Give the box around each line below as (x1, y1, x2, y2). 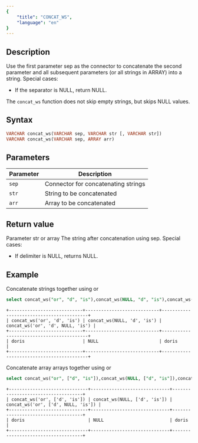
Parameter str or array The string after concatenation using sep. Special (6, 235, 181, 242)
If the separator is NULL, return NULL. (14, 87, 107, 94)
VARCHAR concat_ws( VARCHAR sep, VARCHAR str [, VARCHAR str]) (6, 130, 162, 136)
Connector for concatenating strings (44, 180, 146, 188)
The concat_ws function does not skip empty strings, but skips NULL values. (6, 98, 190, 105)
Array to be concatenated (44, 199, 116, 207)
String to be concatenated (44, 189, 117, 198)
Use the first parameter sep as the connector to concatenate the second (6, 63, 182, 70)
